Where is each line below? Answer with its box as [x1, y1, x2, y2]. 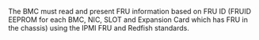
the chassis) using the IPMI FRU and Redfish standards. [8, 24, 190, 32]
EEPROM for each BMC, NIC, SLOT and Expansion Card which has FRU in [8, 15, 248, 24]
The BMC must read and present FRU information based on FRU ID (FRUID [8, 7, 252, 16]
